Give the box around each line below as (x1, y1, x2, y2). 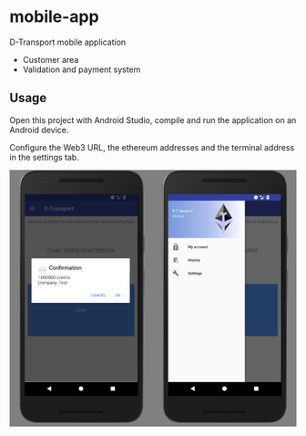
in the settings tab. (9, 151, 79, 162)
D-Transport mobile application (9, 36, 127, 47)
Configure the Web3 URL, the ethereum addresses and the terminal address (9, 141, 295, 152)
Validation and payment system (22, 64, 141, 75)
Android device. (9, 124, 69, 135)
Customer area (22, 54, 79, 65)
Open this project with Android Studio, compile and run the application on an (9, 114, 297, 125)
